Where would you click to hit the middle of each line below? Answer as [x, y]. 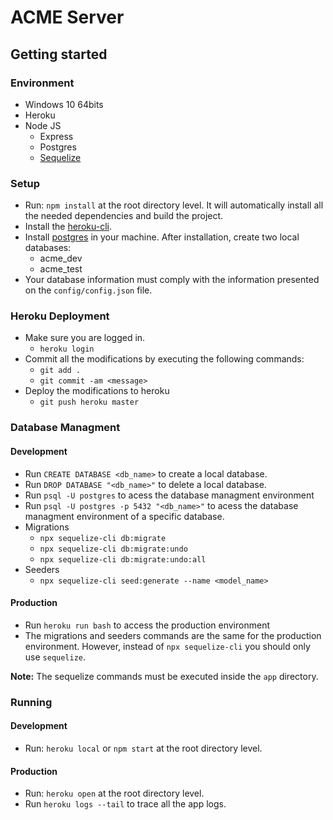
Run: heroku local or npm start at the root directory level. [143, 748]
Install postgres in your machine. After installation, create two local [162, 237]
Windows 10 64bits [64, 104]
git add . [60, 371]
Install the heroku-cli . [68, 227]
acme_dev [61, 258]
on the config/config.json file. [88, 290]
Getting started [59, 54]
